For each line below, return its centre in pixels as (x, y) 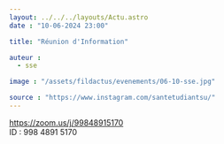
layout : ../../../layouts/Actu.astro (79, 17)
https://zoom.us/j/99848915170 (66, 122)
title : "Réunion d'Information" (69, 42)
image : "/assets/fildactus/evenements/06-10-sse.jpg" (112, 82)
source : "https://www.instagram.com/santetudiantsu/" (112, 98)
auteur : (25, 57)
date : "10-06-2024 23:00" (59, 26)
